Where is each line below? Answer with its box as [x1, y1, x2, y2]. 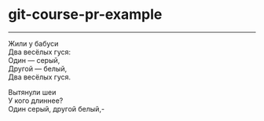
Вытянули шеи [8, 87, 57, 97]
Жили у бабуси [8, 38, 59, 48]
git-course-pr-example [8, 5, 163, 24]
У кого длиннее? [8, 96, 64, 105]
